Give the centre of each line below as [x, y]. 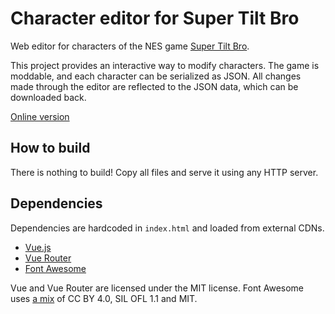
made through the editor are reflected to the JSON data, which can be [154, 86]
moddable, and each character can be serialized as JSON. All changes [156, 76]
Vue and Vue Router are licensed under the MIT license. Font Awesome [157, 288]
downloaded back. [48, 97]
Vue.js [38, 247]
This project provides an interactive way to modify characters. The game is [165, 65]
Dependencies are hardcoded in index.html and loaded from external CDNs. [167, 228]
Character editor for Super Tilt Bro [155, 18]
